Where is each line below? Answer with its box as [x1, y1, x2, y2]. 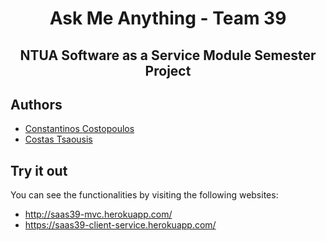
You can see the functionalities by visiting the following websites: [10, 189, 279, 201]
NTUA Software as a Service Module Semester [19, 47, 317, 64]
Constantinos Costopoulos [24, 123, 135, 135]
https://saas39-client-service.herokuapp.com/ [24, 219, 217, 231]
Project [144, 62, 192, 79]
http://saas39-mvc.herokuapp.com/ [24, 208, 173, 221]
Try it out [10, 162, 68, 179]
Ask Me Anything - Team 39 [49, 7, 287, 30]
